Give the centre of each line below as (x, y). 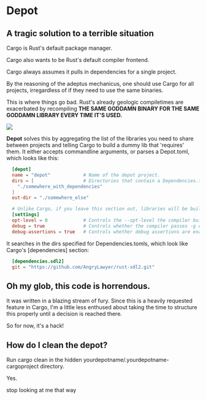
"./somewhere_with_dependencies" (60, 187)
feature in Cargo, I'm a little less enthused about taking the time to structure (102, 307)
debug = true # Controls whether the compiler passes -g (104, 226)
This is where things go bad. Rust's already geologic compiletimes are (95, 102)
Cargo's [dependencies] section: (48, 250)
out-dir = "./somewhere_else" (50, 198)
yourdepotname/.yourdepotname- (126, 360)
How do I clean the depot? (57, 345)
